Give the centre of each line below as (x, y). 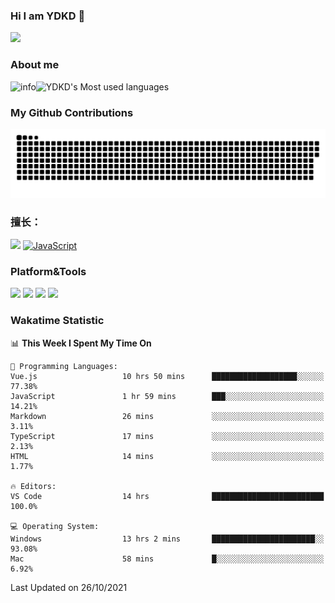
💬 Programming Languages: (64, 366)
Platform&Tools (48, 271)
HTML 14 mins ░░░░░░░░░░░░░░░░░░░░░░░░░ (167, 456)
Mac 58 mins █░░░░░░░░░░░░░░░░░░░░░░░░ (167, 559)
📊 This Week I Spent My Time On (81, 343)
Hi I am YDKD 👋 (48, 16)
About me (35, 65)
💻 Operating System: (55, 526)
